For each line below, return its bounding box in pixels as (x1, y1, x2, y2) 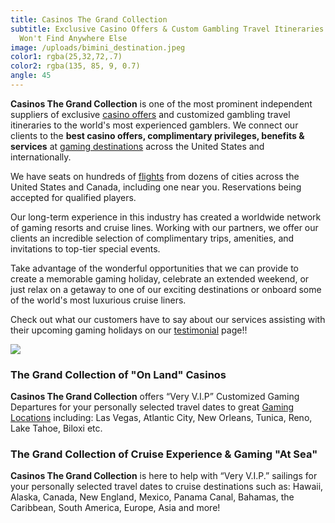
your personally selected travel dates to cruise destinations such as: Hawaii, (10, 481, 324, 493)
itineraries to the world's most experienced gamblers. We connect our (10, 119, 299, 131)
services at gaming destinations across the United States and (10, 140, 265, 152)
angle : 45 (10, 71, 52, 81)
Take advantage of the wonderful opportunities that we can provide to (10, 262, 299, 274)
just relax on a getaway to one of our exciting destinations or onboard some (10, 283, 322, 295)
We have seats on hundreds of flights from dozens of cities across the (10, 170, 300, 182)
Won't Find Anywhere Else (19, 33, 128, 43)
